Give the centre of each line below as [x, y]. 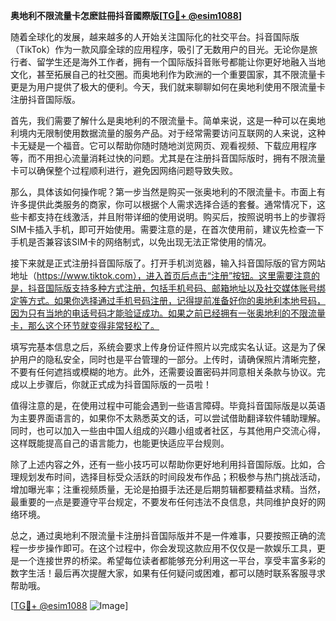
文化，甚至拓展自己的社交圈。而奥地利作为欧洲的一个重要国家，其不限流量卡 [168, 74]
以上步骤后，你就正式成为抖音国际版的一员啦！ [115, 384]
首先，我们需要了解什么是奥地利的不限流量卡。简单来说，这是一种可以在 [159, 120]
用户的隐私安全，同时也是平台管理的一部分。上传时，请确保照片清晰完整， [172, 359]
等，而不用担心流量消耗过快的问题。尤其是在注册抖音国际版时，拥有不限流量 [168, 158]
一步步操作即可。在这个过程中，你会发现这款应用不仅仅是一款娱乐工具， [167, 548]
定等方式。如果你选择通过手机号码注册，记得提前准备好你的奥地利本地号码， [168, 300]
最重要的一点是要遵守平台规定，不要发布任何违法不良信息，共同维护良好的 [163, 502]
